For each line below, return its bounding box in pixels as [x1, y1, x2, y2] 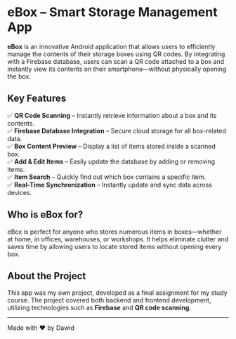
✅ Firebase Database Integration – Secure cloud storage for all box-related [7, 126, 226, 135]
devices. [7, 188, 32, 197]
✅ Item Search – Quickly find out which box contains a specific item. [7, 173, 206, 181]
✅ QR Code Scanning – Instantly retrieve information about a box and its [7, 111, 217, 119]
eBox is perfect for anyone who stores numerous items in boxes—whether [7, 227, 222, 236]
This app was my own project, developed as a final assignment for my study [7, 288, 228, 297]
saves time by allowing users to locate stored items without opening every [7, 242, 222, 251]
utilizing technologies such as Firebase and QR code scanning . [7, 303, 192, 312]
